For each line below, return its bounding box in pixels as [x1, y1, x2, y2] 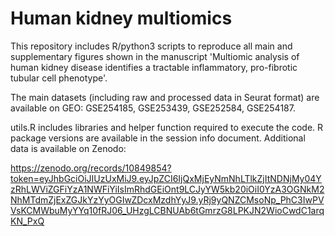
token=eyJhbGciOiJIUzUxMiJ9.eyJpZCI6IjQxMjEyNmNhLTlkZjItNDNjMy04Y [10, 172, 322, 184]
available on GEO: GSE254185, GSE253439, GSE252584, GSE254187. [10, 102, 296, 114]
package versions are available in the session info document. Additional [10, 132, 306, 144]
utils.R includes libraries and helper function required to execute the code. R [10, 121, 324, 133]
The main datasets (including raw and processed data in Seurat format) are [10, 91, 320, 103]
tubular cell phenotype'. [10, 72, 108, 84]
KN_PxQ [10, 215, 45, 227]
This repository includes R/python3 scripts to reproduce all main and [10, 40, 293, 52]
